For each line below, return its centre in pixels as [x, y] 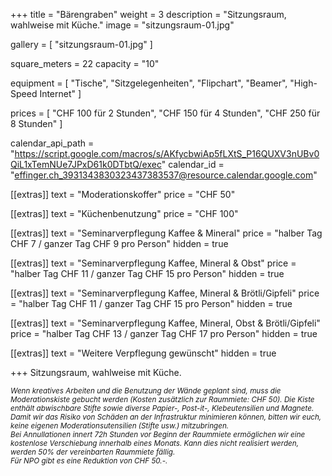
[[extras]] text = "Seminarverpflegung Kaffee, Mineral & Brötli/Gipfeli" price [165, 293]
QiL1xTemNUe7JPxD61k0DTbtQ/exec [86, 164]
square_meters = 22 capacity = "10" [85, 63]
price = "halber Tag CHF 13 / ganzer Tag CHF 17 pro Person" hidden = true [164, 333]
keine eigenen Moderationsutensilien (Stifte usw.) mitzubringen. [120, 426]
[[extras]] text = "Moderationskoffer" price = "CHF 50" [123, 194]
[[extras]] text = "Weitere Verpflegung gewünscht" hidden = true [143, 353]
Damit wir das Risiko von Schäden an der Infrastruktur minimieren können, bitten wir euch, [166, 417]
